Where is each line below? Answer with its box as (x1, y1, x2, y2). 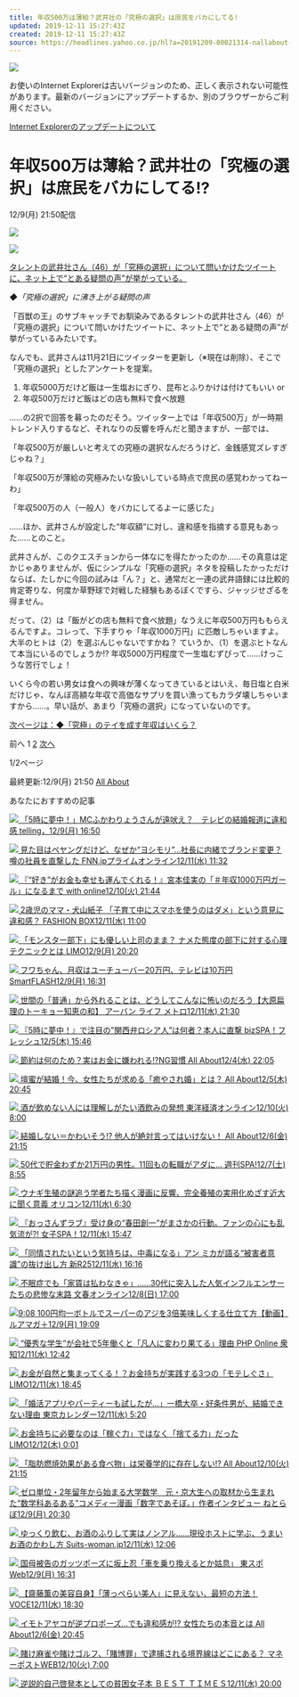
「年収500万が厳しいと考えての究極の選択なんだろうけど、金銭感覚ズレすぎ (9, 442, 287, 453)
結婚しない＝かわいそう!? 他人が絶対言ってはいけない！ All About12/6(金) (20, 1131, 288, 1142)
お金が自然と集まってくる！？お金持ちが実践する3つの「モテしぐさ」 (20, 1368, 274, 1379)
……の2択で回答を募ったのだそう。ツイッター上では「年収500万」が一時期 (9, 412, 283, 423)
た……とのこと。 (9, 532, 70, 544)
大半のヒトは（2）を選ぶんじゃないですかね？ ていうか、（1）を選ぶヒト (9, 637, 273, 648)
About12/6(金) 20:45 (9, 1629, 85, 1640)
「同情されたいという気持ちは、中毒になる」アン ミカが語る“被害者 (20, 1248, 268, 1258)
